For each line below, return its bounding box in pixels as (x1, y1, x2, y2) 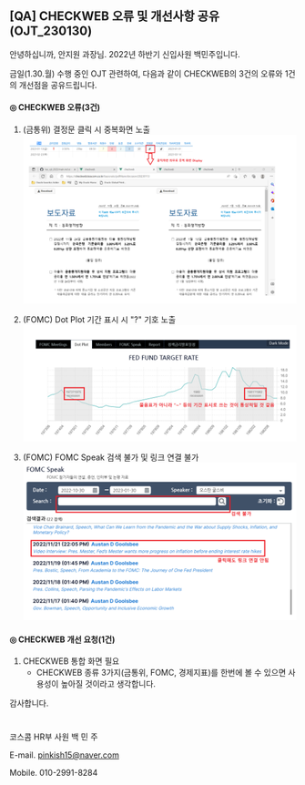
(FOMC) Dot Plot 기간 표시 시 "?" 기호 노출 (22, 313, 176, 325)
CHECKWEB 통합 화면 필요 (22, 656, 120, 667)
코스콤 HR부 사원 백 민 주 (9, 731, 98, 742)
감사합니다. (9, 698, 49, 709)
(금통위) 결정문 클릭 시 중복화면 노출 (22, 124, 150, 135)
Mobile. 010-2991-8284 (9, 768, 98, 779)
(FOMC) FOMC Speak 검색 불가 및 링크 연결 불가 (22, 452, 199, 463)
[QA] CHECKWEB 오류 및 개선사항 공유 (9, 8, 220, 25)
